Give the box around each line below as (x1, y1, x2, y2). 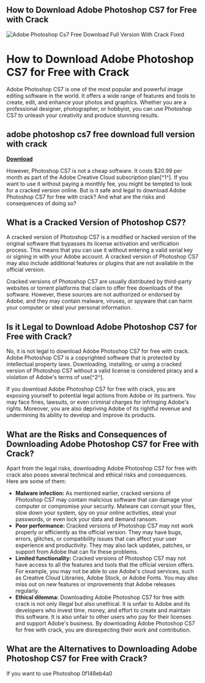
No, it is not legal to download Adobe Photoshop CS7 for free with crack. (6, 347, 190, 355)
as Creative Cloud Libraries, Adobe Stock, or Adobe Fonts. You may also (15, 574, 198, 581)
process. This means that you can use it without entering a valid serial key (6, 246, 193, 254)
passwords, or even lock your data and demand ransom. (15, 516, 158, 523)
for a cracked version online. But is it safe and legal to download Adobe (6, 186, 187, 194)
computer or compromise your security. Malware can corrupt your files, (15, 502, 196, 510)
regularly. (15, 587, 40, 594)
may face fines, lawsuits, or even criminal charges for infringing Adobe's (6, 398, 190, 406)
